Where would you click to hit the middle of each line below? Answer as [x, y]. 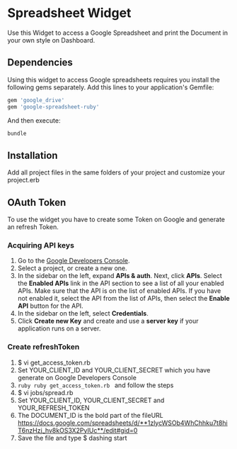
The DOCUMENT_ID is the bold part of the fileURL [91, 415]
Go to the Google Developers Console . [74, 261]
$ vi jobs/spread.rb [45, 392]
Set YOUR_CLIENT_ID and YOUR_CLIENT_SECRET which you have [114, 370]
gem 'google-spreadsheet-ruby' [53, 107]
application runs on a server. [59, 328]
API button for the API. [50, 306]
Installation [33, 155]
